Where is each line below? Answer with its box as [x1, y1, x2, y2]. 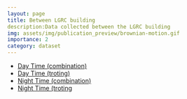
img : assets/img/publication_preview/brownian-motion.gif [7, 29, 180, 37]
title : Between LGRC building [7, 17, 96, 24]
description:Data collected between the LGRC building [7, 23, 171, 30]
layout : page [7, 10, 46, 17]
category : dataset [7, 43, 61, 49]
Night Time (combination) [17, 77, 92, 84]
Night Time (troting [17, 84, 72, 92]
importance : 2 [7, 36, 49, 43]
